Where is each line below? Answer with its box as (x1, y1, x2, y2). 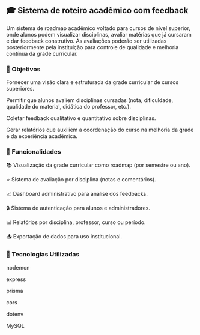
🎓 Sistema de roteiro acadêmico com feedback (6, 5, 189, 16)
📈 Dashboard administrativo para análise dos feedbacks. (6, 190, 148, 198)
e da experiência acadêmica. (6, 133, 78, 140)
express (6, 276, 26, 283)
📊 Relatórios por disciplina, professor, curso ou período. (6, 219, 146, 226)
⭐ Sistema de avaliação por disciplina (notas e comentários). (6, 176, 156, 183)
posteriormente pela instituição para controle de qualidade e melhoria (6, 43, 179, 50)
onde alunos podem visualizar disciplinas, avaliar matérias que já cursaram (6, 31, 192, 38)
